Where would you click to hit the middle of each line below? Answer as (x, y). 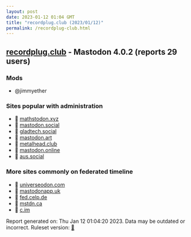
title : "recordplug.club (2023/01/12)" (55, 22)
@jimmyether (31, 90)
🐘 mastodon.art (33, 138)
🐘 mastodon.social (37, 125)
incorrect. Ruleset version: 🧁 (40, 227)
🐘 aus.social (29, 156)
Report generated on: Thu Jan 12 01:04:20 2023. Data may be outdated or (95, 221)
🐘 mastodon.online (37, 150)
